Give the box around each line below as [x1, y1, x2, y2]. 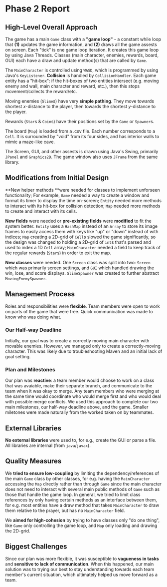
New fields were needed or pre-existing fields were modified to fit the [5, 218, 152, 224]
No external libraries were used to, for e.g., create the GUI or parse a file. [5, 437, 157, 443]
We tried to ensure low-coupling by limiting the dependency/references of [5, 470, 160, 476]
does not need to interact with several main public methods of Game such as [5, 486, 160, 492]
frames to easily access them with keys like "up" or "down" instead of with [5, 228, 159, 234]
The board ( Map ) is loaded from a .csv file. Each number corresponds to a [5, 128, 156, 134]
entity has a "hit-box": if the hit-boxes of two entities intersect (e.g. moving [5, 78, 159, 84]
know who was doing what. [5, 314, 61, 320]
